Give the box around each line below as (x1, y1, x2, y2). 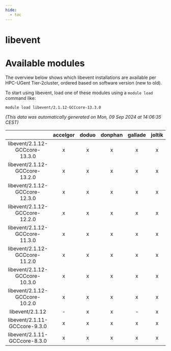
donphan (100, 131, 123, 138)
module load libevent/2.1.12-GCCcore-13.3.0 (5, 105, 101, 110)
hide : (5, 7, 17, 13)
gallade (127, 131, 146, 138)
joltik (151, 131, 164, 138)
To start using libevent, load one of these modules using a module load (5, 90, 153, 96)
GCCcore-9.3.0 (9, 322, 47, 330)
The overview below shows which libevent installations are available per (5, 74, 156, 80)
